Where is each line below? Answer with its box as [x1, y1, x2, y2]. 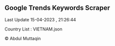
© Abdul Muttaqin [4, 35, 41, 41]
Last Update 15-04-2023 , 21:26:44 [4, 16, 77, 22]
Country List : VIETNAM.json [4, 26, 62, 32]
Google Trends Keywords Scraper [4, 4, 110, 12]
